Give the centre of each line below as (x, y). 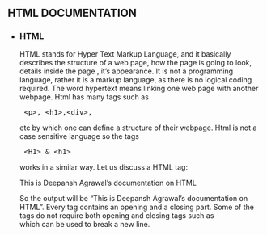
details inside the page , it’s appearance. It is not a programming (126, 71)
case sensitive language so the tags (79, 136)
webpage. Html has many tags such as (84, 97)
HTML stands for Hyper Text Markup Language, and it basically (125, 54)
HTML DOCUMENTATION (72, 13)
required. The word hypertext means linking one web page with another (139, 88)
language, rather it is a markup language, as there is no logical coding (136, 79)
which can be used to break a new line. (85, 224)
